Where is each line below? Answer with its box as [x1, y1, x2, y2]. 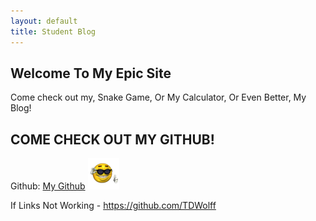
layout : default [10, 16, 78, 26]
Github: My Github [10, 180, 86, 192]
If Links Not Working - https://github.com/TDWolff [10, 200, 217, 212]
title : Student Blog [10, 26, 97, 37]
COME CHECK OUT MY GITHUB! [10, 131, 215, 148]
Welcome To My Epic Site [10, 65, 172, 82]
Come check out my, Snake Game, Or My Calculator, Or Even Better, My [10, 91, 307, 104]
